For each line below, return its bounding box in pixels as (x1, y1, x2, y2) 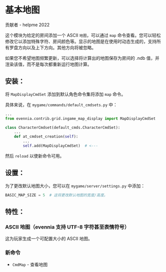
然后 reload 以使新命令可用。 (5, 153, 64, 158)
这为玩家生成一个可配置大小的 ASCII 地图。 (5, 235, 93, 242)
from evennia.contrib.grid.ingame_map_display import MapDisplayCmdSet (5, 116, 156, 121)
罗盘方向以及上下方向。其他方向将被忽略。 (9, 44, 96, 50)
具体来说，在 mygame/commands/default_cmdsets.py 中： (5, 102, 118, 108)
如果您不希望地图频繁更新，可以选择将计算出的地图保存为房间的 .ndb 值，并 (5, 55, 160, 61)
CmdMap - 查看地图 (12, 261, 48, 267)
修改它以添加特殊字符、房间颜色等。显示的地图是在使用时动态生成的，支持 (5, 38, 157, 44)
